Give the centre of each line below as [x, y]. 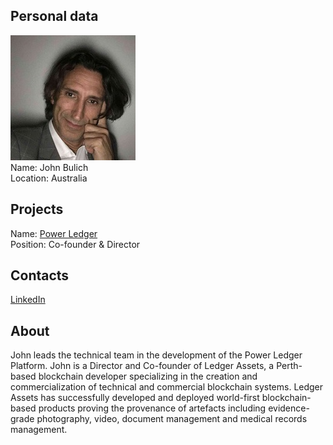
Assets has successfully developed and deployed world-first [135, 398]
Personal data [54, 16]
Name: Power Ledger [54, 233]
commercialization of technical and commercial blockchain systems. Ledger [167, 387]
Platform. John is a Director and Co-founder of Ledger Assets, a [142, 366]
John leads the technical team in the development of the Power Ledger [156, 355]
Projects [37, 209]
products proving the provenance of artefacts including [152, 408]
